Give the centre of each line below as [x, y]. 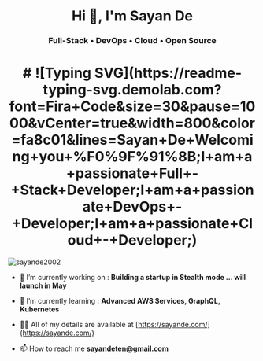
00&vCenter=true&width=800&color [132, 123]
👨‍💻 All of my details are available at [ [79, 325]
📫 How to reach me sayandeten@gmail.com [94, 348]
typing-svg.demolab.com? [132, 90]
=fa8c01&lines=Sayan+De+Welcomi [132, 140]
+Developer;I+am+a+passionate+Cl [132, 224]
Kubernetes [39, 309]
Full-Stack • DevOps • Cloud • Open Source [132, 41]
